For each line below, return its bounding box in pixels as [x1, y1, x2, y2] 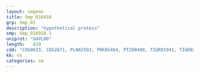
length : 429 [6, 42, 42, 48]
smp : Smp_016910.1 [6, 31, 52, 36]
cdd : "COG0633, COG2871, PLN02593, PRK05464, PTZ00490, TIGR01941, [6, 47, 177, 53]
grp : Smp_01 [6, 19, 36, 25]
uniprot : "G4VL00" [6, 36, 52, 42]
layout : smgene [6, 8, 44, 15]
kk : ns [6, 52, 23, 58]
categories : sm [6, 58, 44, 64]
